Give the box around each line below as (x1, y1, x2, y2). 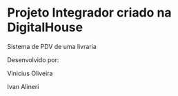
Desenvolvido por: (7, 55, 59, 64)
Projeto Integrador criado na (7, 5, 172, 21)
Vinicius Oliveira (7, 69, 53, 77)
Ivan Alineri (7, 82, 39, 90)
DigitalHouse (7, 19, 83, 35)
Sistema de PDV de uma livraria (7, 42, 97, 50)
